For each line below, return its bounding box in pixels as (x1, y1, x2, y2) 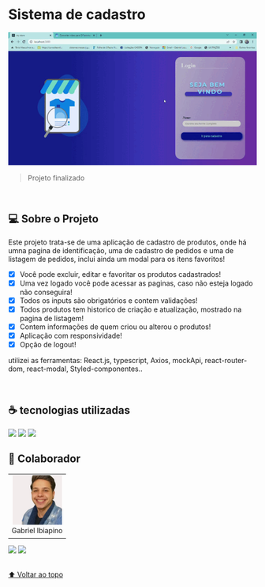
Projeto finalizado (27, 173, 85, 183)
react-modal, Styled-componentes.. (26, 364, 144, 373)
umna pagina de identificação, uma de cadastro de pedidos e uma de (8, 245, 234, 255)
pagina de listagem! (19, 314, 84, 324)
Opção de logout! (19, 340, 77, 350)
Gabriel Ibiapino (11, 525, 63, 535)
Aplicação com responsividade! (19, 331, 122, 341)
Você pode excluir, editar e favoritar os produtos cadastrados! (19, 269, 222, 278)
